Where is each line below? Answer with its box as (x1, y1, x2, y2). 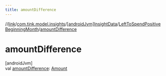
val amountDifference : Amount (5, 65, 68, 71)
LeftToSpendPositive (118, 21, 161, 27)
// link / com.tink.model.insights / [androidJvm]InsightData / (5, 21, 119, 27)
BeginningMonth (5, 26, 39, 32)
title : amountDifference (5, 7, 56, 12)
